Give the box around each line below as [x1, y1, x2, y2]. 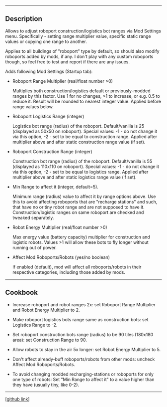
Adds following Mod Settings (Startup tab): [5, 68, 93, 74]
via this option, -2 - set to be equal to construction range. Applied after [12, 133, 158, 140]
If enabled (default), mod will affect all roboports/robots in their [12, 264, 142, 270]
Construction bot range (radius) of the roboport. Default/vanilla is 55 [12, 158, 153, 164]
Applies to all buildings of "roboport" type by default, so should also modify [5, 48, 160, 54]
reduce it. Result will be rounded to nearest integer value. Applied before [12, 98, 162, 104]
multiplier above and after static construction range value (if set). [12, 139, 146, 145]
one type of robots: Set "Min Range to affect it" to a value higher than [12, 376, 155, 382]
